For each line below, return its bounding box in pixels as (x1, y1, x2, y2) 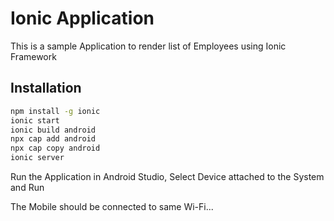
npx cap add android (10, 134, 97, 144)
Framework (10, 50, 57, 62)
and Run (10, 182, 45, 193)
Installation (10, 80, 82, 97)
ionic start (10, 115, 60, 126)
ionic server (10, 153, 65, 163)
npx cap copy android (10, 143, 101, 154)
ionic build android (10, 125, 97, 135)
